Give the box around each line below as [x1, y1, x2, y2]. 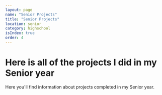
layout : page [5, 7, 33, 12]
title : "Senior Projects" [5, 16, 59, 21]
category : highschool [5, 26, 51, 31]
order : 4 [5, 35, 24, 40]
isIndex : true [5, 30, 35, 35]
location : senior [5, 21, 42, 26]
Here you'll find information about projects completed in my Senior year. [5, 83, 155, 90]
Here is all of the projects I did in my [5, 57, 157, 68]
